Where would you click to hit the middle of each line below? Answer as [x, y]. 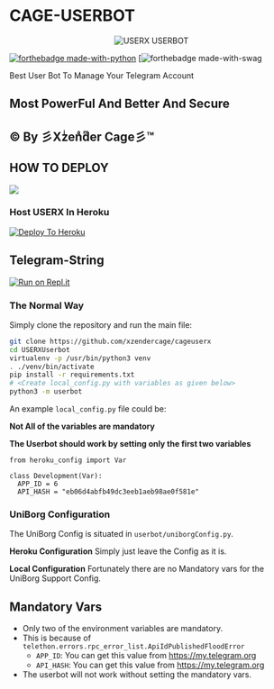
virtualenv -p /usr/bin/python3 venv [80, 358]
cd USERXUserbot [40, 349]
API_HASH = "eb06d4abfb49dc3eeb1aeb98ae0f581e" [109, 492]
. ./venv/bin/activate [52, 367]
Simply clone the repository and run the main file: [100, 324]
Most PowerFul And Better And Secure [119, 104]
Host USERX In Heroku [59, 213]
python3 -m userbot [46, 392]
